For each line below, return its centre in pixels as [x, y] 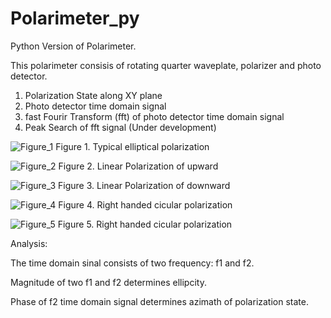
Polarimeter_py [75, 18]
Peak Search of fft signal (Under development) [120, 127]
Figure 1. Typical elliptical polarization [132, 146]
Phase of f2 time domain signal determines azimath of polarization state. [159, 301]
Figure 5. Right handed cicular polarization [145, 224]
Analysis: [29, 243]
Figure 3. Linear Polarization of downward [144, 185]
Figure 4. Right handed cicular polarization [145, 204]
